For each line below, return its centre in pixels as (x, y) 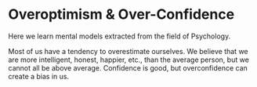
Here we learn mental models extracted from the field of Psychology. (119, 36)
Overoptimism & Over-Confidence (121, 14)
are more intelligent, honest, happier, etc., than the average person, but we (128, 60)
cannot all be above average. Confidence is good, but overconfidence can (128, 67)
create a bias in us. (38, 76)
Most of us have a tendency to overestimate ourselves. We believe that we (128, 51)
